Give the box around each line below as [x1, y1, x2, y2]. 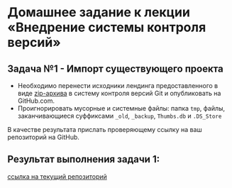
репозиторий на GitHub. [7, 133, 80, 141]
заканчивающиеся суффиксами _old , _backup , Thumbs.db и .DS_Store [17, 111, 222, 120]
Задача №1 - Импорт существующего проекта [7, 62, 223, 74]
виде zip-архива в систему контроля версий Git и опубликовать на [17, 89, 221, 97]
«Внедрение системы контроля [7, 19, 206, 35]
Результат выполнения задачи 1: [7, 153, 160, 165]
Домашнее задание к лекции [7, 4, 190, 21]
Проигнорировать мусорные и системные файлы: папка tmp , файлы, [17, 104, 226, 112]
